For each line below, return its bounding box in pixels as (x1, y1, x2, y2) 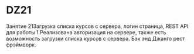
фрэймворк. (6, 41, 36, 48)
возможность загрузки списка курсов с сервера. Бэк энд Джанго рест (6, 35, 185, 42)
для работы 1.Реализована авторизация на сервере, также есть (6, 28, 166, 35)
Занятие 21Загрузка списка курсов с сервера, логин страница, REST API (6, 23, 189, 30)
